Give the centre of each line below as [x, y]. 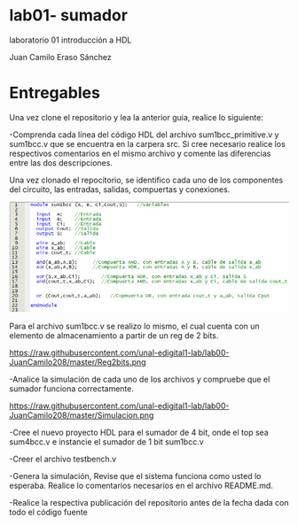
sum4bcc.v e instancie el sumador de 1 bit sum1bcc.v [106, 442]
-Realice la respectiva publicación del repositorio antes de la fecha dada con [149, 503]
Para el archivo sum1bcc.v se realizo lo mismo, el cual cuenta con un [134, 326]
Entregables [55, 93]
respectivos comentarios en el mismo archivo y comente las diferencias [140, 153]
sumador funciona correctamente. [72, 389]
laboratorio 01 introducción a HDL [71, 40]
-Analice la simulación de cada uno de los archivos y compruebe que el [140, 379]
